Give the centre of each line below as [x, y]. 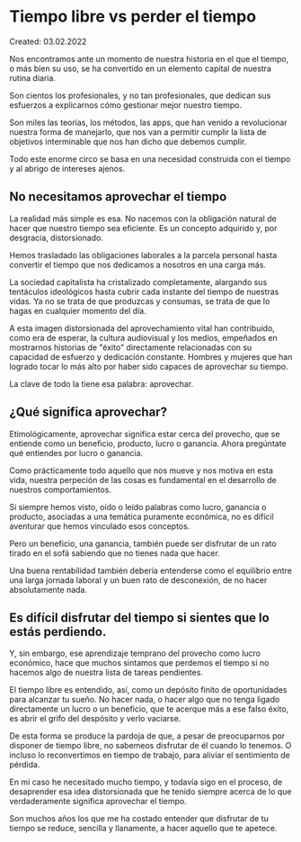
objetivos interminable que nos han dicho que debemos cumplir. [128, 141]
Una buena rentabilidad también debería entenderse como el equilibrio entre [150, 570]
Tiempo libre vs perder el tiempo [133, 17]
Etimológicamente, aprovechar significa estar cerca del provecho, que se [145, 434]
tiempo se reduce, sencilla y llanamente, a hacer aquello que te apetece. [143, 829]
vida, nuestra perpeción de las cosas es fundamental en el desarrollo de [143, 479]
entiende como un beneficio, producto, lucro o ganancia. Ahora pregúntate [148, 443]
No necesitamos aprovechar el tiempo [118, 197]
